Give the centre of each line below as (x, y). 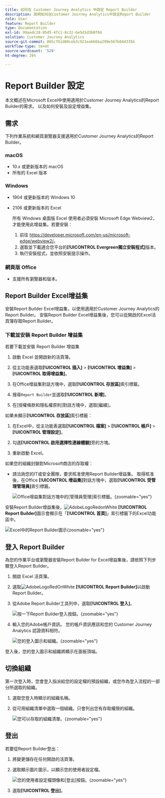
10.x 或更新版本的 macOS (38, 167)
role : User (16, 19)
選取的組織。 (27, 687)
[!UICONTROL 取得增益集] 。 (41, 374)
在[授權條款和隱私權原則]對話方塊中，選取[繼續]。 (63, 405)
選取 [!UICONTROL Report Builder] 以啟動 (81, 587)
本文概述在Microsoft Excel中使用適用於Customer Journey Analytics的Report (82, 100)
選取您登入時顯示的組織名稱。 (42, 698)
